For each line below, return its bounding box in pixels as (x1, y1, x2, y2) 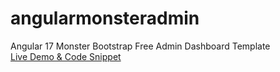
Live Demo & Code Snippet (10, 50, 122, 62)
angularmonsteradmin (10, 7, 200, 30)
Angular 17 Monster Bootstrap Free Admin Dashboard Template (10, 40, 271, 52)
